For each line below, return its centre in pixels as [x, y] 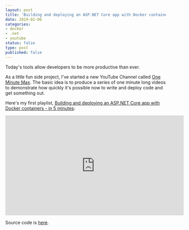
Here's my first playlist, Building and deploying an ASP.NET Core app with [83, 103]
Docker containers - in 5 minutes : [40, 108]
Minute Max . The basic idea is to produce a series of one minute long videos [86, 82]
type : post [17, 48]
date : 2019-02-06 [24, 19]
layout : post [19, 10]
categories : [18, 24]
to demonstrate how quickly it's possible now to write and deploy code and [84, 87]
